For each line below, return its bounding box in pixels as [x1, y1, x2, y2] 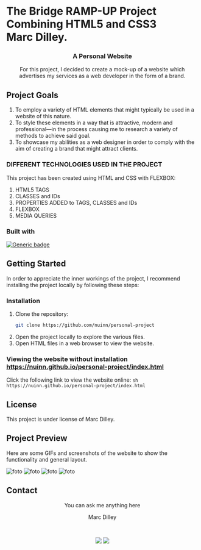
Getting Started [6, 259, 66, 269]
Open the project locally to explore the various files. [15, 333, 145, 340]
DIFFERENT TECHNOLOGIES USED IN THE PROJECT [6, 160, 163, 169]
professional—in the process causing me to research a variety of [15, 126, 178, 133]
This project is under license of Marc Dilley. [6, 415, 115, 423]
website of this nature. [15, 113, 72, 120]
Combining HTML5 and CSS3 [6, 17, 157, 31]
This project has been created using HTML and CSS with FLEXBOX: [6, 174, 176, 181]
